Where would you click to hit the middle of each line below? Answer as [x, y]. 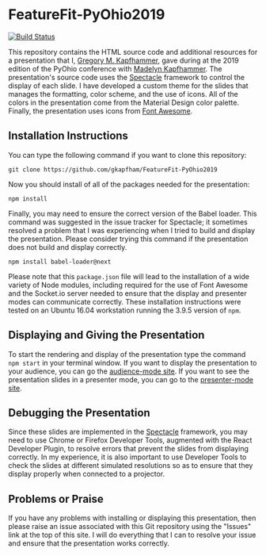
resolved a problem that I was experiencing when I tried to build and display [132, 230]
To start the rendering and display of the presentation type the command [127, 354]
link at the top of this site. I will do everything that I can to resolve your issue [132, 535]
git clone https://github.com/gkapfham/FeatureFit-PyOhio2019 [113, 169]
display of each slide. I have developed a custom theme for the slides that [128, 86]
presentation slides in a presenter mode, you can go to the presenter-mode [131, 379]
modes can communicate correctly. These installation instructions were [125, 301]
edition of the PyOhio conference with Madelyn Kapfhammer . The [115, 68]
